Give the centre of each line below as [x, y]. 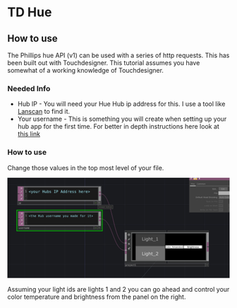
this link [29, 134]
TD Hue [30, 12]
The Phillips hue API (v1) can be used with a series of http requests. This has [119, 55]
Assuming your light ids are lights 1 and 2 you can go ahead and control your [119, 289]
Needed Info [29, 88]
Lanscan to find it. [44, 112]
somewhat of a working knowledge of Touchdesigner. [86, 70]
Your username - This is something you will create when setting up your [122, 119]
